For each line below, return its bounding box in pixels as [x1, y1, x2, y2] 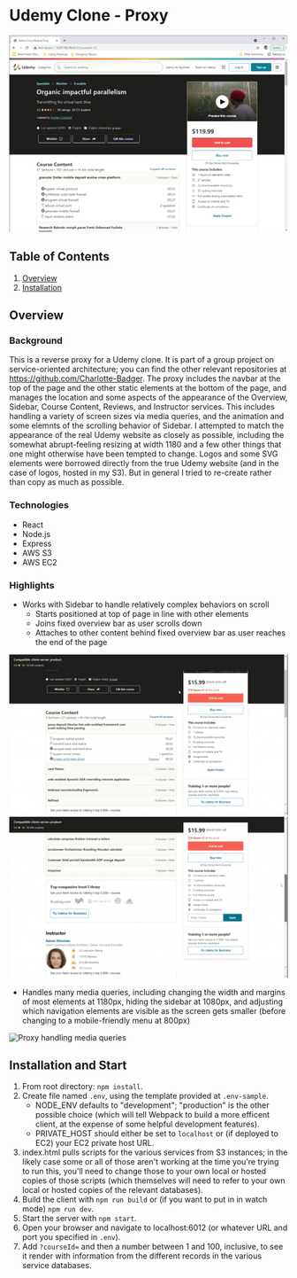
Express [21, 538, 52, 549]
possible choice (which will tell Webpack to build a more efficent [34, 1110, 270, 1120]
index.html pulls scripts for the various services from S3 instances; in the [21, 1147, 288, 1157]
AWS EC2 [21, 557, 57, 567]
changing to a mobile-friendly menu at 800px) [21, 1015, 191, 1025]
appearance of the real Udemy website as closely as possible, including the [9, 430, 285, 440]
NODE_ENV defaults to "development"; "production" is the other [34, 1100, 270, 1110]
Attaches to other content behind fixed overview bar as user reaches [34, 627, 286, 638]
